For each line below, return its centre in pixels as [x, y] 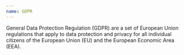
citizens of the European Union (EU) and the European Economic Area [90, 40]
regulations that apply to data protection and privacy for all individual [89, 34]
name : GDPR [19, 11]
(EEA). [14, 46]
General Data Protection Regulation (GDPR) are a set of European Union [92, 28]
